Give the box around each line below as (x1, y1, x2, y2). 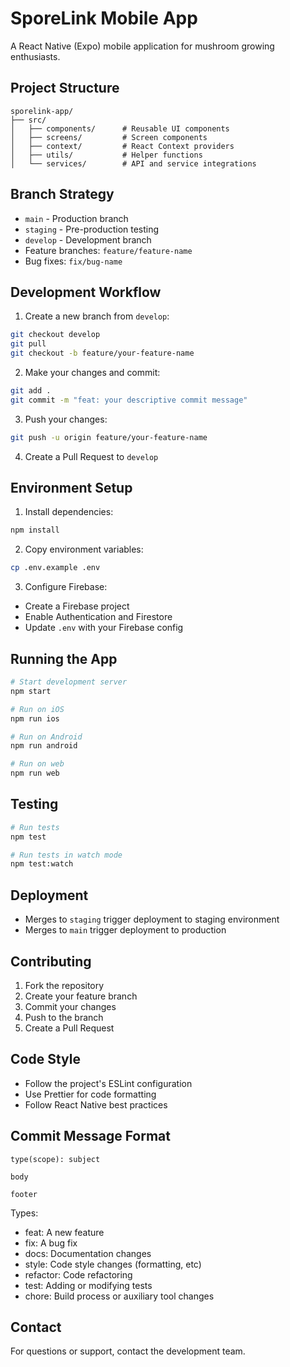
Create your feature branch (24, 990, 138, 1002)
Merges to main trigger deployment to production (24, 924, 227, 936)
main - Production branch (24, 212, 129, 224)
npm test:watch (10, 859, 74, 869)
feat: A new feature (24, 1226, 105, 1238)
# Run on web (10, 759, 65, 769)
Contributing (10, 953, 92, 970)
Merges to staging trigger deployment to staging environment (24, 913, 280, 926)
